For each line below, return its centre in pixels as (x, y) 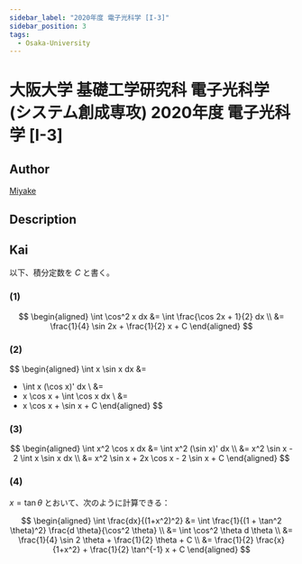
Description (43, 219)
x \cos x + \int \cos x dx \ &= (75, 396)
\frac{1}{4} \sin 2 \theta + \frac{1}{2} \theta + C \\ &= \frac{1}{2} (136, 540)
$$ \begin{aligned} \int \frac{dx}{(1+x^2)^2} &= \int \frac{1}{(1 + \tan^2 (151, 521)
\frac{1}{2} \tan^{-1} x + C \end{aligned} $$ (170, 549)
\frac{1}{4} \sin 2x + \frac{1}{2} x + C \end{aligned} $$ (151, 326)
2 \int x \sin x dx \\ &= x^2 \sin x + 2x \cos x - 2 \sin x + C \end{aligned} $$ (151, 458)
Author (29, 169)
